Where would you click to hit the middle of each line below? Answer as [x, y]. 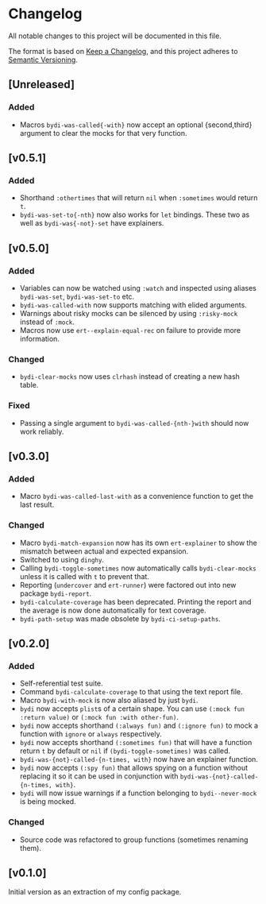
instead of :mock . [47, 322]
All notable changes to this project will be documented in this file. [115, 36]
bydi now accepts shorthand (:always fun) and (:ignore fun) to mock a [139, 726]
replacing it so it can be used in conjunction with [99, 776]
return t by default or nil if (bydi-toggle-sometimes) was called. [125, 751]
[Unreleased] [42, 85]
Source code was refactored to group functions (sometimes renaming [134, 840]
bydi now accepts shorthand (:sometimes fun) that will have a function [136, 743]
